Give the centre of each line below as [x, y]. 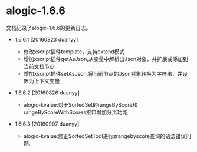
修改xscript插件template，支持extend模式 [74, 52]
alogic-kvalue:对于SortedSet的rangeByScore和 [81, 104]
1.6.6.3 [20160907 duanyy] [47, 124]
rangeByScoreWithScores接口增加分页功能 [75, 112]
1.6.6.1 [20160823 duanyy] [46, 39]
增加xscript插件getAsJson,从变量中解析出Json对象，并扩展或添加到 [106, 59]
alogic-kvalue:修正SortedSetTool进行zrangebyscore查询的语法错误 [105, 136]
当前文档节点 [39, 66]
